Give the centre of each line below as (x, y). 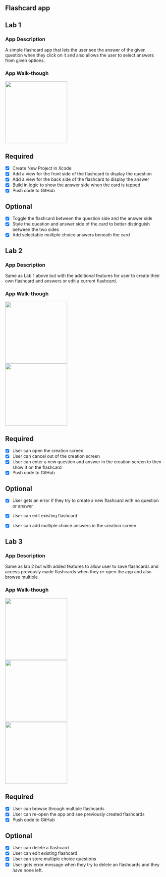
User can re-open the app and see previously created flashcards (78, 814)
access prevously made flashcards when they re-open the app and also (79, 572)
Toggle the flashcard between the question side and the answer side (82, 219)
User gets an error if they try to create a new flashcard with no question (85, 500)
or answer (23, 506)
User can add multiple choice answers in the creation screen (74, 526)
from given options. (25, 60)
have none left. (28, 870)
